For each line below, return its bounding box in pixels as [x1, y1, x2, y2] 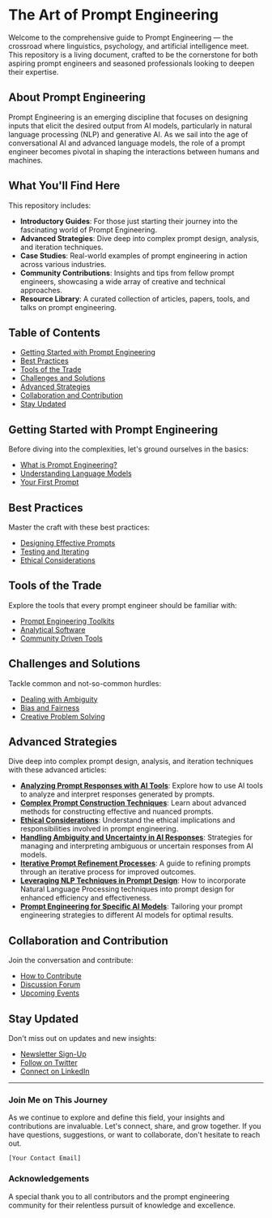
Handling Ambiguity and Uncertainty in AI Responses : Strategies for [19, 832, 253, 842]
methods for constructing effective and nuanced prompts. [19, 806, 214, 817]
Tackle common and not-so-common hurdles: [8, 678, 162, 688]
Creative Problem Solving [19, 711, 105, 721]
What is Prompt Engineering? [19, 460, 117, 470]
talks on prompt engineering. [19, 302, 117, 312]
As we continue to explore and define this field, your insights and [8, 1112, 225, 1122]
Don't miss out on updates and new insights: [8, 1034, 157, 1043]
